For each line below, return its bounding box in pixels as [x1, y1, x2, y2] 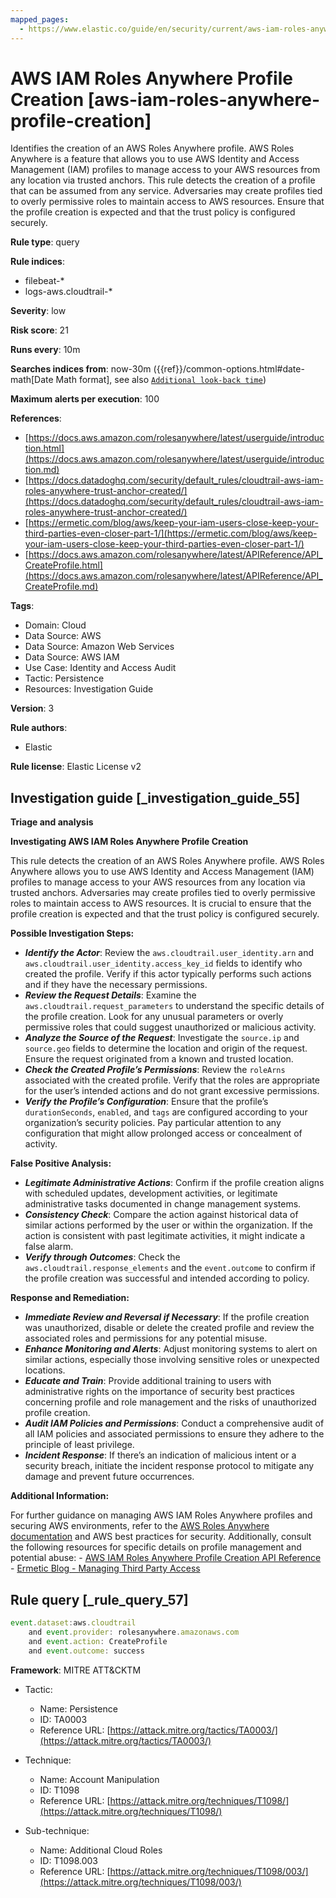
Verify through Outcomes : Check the [24, 1251, 181, 1263]
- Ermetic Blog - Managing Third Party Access [10, 1562, 201, 1575]
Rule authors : [10, 722, 68, 734]
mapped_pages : [10, 14, 70, 25]
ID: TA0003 [39, 1713, 88, 1725]
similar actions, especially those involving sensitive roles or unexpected [24, 1354, 320, 1366]
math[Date [10, 374, 54, 386]
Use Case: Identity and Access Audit [24, 662, 177, 674]
